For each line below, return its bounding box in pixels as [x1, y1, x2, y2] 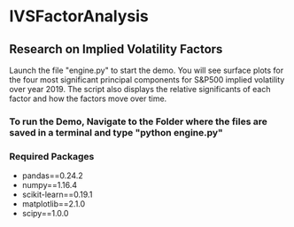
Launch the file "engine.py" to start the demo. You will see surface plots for [9, 65, 284, 75]
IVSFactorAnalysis [9, 6, 149, 27]
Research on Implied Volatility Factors [9, 42, 223, 57]
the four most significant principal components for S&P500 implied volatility [9, 74, 285, 85]
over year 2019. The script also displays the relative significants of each [9, 84, 271, 94]
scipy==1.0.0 [21, 208, 69, 219]
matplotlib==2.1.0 [21, 199, 86, 209]
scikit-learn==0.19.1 [21, 189, 93, 200]
